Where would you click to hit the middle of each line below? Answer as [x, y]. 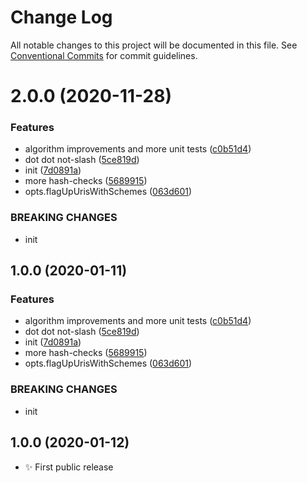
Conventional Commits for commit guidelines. [104, 55]
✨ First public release [69, 467]
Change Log [61, 17]
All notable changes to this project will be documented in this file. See [154, 45]
